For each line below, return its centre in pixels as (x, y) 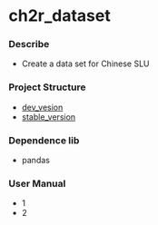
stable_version (49, 117)
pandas (36, 161)
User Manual (37, 184)
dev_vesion (42, 107)
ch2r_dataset (59, 16)
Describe (29, 44)
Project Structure (47, 87)
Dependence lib (44, 140)
